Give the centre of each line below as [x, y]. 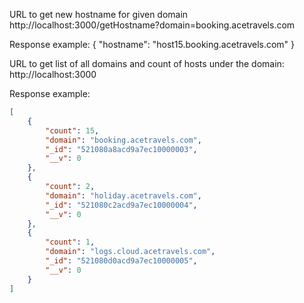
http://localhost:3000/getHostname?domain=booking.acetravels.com [152, 25]
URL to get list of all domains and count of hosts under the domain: [147, 63]
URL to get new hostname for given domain [99, 14]
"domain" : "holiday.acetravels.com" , [123, 195]
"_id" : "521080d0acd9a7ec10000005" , [121, 261]
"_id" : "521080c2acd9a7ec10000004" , [121, 205]
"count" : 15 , [72, 130]
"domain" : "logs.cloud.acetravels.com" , [130, 252]
